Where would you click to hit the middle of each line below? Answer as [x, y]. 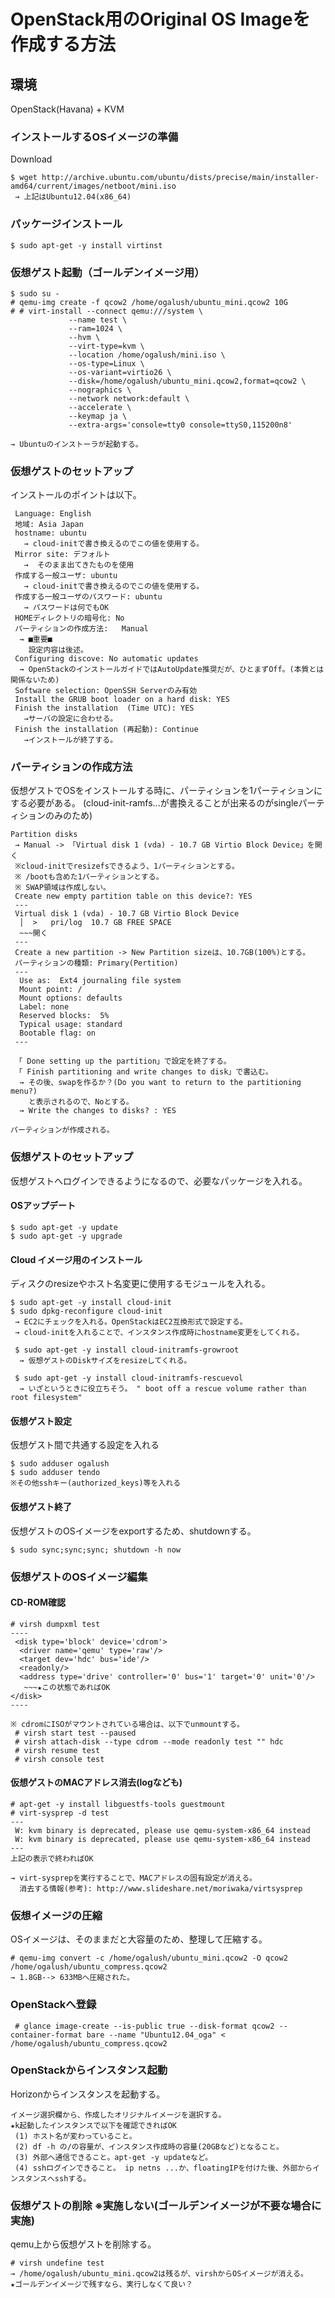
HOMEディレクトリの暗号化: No [69, 618]
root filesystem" [46, 1398]
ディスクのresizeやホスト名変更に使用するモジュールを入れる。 [140, 1284]
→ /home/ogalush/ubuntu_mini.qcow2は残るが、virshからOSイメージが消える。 [159, 2274]
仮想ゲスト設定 [41, 1421]
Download [31, 159]
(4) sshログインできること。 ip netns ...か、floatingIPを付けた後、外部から [163, 2168]
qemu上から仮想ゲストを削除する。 [83, 2244]
